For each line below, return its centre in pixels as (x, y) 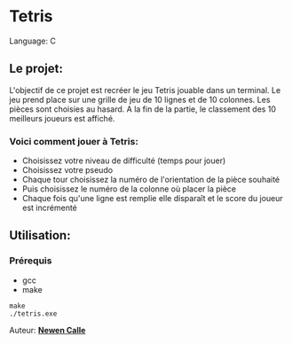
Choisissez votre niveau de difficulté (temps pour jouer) (124, 160)
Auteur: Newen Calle (47, 330)
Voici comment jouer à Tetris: (74, 141)
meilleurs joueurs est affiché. (62, 118)
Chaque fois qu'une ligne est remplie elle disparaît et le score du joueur (153, 199)
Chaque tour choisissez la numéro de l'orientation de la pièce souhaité (151, 180)
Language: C (32, 41)
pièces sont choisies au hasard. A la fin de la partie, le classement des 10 (143, 109)
